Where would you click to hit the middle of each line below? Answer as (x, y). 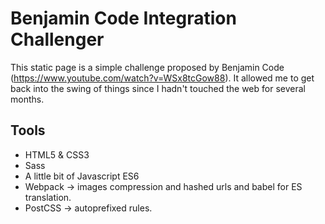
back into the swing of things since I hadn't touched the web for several (158, 88)
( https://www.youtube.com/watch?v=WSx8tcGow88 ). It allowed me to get (162, 78)
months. (27, 99)
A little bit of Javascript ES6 (82, 176)
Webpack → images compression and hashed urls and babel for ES (163, 186)
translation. (48, 197)
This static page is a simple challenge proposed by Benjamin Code (147, 67)
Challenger (57, 39)
